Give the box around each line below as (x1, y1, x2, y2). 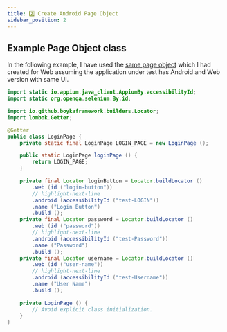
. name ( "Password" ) (32, 242, 89, 249)
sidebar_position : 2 (7, 17, 67, 24)
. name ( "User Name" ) (32, 281, 91, 288)
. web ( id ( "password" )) (32, 222, 100, 229)
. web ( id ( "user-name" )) (32, 261, 104, 268)
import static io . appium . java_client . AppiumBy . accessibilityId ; (7, 89, 197, 96)
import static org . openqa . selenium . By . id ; (7, 95, 131, 103)
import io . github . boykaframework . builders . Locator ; (7, 108, 159, 115)
